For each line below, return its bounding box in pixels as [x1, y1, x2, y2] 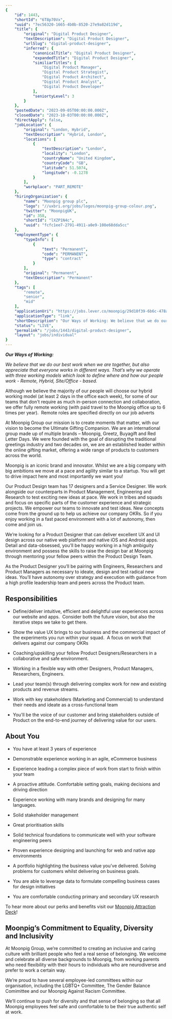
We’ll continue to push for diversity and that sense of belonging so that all [5, 998, 161, 1004]
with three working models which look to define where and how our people [5, 372, 164, 378]
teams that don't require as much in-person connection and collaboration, [5, 399, 161, 405]
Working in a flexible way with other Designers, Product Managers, [12, 665, 154, 671]
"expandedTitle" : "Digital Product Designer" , [32, 55, 134, 61]
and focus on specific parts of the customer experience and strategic [5, 500, 152, 505]
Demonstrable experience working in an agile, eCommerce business [12, 755, 157, 761]
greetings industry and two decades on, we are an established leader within [5, 442, 165, 447]
